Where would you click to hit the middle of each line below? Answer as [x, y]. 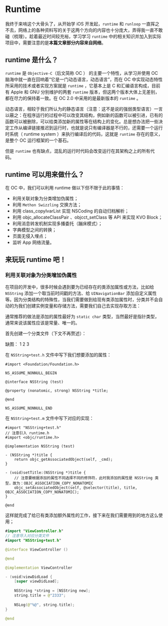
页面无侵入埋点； [30, 236]
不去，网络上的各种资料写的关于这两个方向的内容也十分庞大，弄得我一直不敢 [84, 30]
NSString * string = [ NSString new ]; [52, 591]
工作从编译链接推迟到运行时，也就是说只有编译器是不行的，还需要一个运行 [86, 128]
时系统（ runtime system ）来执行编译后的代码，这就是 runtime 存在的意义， [84, 134]
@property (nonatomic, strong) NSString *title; [57, 391]
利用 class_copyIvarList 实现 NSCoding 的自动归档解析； [70, 211]
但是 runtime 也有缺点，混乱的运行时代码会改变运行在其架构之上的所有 [78, 151]
